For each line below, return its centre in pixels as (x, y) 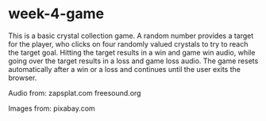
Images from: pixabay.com (52, 108)
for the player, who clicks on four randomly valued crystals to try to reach (128, 43)
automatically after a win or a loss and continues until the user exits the (124, 69)
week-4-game (56, 14)
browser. (23, 78)
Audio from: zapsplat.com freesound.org (75, 93)
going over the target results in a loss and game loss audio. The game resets (133, 61)
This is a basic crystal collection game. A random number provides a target (131, 36)
